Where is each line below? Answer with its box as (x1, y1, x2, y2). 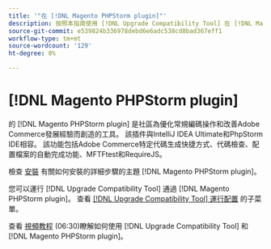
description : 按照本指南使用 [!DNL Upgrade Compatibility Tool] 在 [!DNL (8, 19, 252, 27)
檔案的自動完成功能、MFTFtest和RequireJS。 (15, 149, 167, 158)
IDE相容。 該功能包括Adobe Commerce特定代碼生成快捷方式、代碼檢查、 (8, 139, 253, 149)
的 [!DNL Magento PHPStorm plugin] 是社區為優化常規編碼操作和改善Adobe (8, 119, 260, 129)
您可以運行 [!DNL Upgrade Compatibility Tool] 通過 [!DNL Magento (8, 184, 230, 193)
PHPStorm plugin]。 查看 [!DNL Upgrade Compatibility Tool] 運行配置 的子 (8, 193, 255, 203)
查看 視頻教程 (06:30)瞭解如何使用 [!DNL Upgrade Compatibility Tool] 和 (8, 221, 249, 230)
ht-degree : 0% (8, 49, 57, 57)
